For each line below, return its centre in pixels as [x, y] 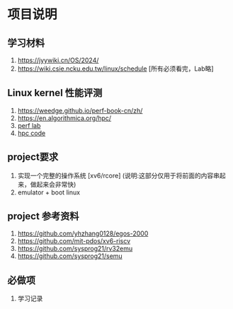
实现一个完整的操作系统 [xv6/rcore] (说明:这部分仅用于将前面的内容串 [118, 175]
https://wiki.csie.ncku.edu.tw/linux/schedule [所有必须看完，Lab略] [115, 69]
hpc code [32, 133]
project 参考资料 [43, 216]
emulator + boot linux [49, 192]
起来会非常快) [56, 184]
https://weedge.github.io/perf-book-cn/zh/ [80, 110]
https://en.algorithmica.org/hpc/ [64, 118]
